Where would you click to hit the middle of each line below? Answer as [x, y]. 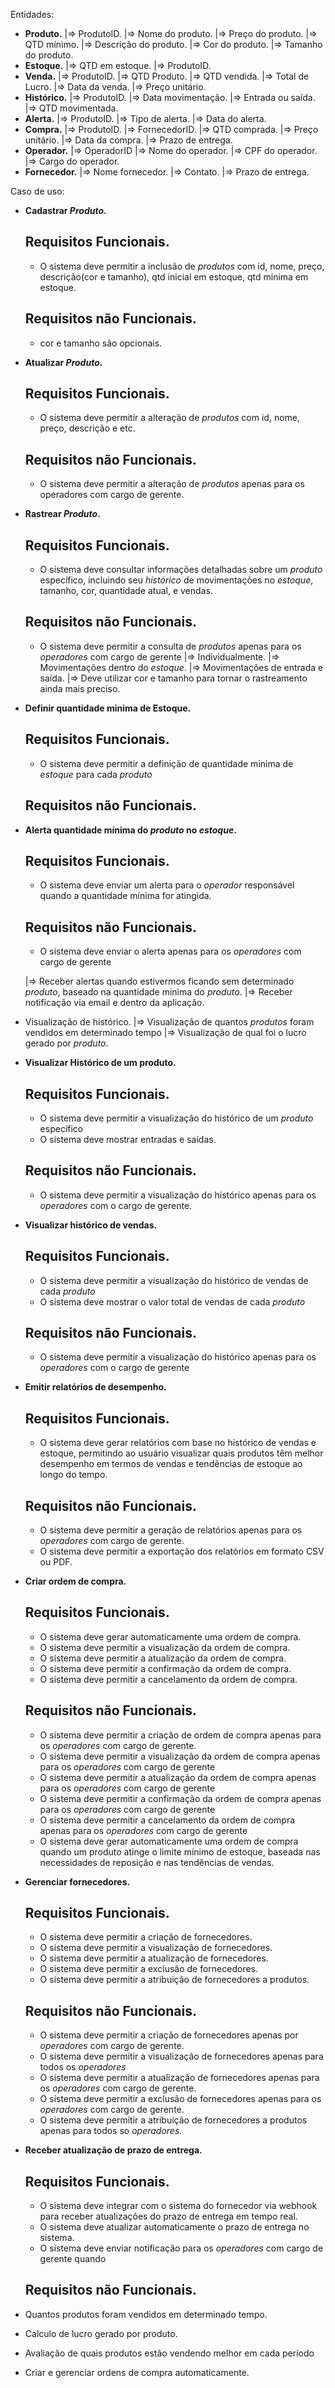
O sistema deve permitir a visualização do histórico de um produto [176, 1118]
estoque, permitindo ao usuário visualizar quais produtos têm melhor [181, 1453]
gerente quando [73, 2259]
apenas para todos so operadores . [111, 2131]
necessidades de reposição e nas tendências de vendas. [157, 1862]
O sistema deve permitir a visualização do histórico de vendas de [174, 1280]
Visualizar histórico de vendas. [91, 1225]
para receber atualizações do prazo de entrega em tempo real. [168, 2216]
